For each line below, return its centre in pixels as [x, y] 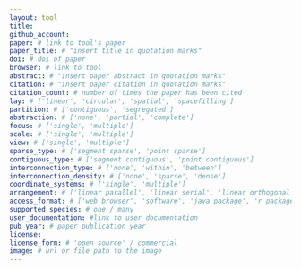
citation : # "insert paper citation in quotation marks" [118, 84]
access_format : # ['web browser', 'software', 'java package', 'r [136, 201]
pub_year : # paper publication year [77, 226]
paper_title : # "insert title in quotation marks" [106, 51]
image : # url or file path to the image [86, 251]
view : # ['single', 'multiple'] [69, 143]
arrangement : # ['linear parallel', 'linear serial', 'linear [128, 193]
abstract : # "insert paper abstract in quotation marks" [118, 76]
